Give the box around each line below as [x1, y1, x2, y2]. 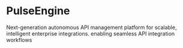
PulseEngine [6, 4, 70, 18]
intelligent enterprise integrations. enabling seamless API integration [6, 30, 175, 37]
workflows [6, 36, 32, 43]
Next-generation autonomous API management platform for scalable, [6, 24, 177, 31]
